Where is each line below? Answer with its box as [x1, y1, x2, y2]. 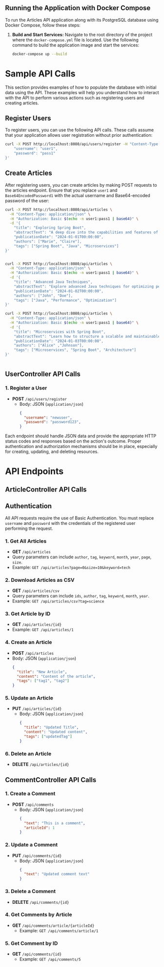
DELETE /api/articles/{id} [12, 762, 69, 768]
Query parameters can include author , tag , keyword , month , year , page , [12, 554, 152, 560]
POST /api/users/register [12, 396, 67, 401]
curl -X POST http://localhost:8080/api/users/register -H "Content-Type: [5, 142, 161, 147]
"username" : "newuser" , [23, 415, 72, 420]
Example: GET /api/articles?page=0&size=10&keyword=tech [12, 564, 131, 570]
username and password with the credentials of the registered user [5, 520, 136, 526]
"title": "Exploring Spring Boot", [14, 225, 86, 230]
